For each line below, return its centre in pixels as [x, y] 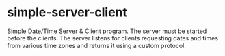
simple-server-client [67, 12]
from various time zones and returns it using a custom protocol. [97, 45]
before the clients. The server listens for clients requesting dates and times [113, 38]
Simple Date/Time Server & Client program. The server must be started [107, 31]
